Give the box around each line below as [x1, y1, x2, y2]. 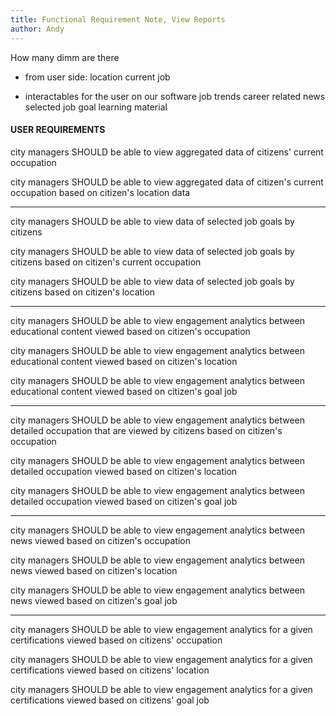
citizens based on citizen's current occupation [10, 256, 202, 268]
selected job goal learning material [24, 101, 168, 113]
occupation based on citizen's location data [10, 186, 191, 198]
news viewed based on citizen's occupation [10, 534, 191, 546]
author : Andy [10, 24, 65, 34]
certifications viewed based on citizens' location [10, 664, 210, 676]
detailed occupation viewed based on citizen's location [10, 465, 238, 477]
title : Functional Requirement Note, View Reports [10, 14, 226, 25]
